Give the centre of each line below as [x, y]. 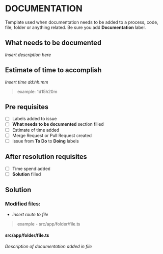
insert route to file [30, 215]
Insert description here [28, 55]
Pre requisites [27, 107]
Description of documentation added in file [49, 246]
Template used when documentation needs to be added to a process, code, [82, 22]
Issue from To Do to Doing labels [45, 141]
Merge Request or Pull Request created [52, 135]
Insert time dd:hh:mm [27, 82]
